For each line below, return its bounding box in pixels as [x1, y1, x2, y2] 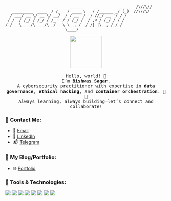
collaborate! [70, 104, 102, 109]
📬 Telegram [12, 139, 40, 145]
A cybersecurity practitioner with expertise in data [17, 83, 155, 89]
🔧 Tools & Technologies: [5, 178, 67, 186]
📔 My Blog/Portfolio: [5, 153, 57, 161]
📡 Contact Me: [5, 116, 42, 123]
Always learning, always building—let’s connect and [18, 99, 154, 104]
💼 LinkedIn [12, 133, 35, 140]
